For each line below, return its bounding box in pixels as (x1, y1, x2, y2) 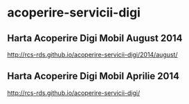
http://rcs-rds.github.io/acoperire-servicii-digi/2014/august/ (7, 50, 178, 59)
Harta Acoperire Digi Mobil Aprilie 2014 (7, 70, 180, 82)
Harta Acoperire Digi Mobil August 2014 (7, 32, 183, 44)
